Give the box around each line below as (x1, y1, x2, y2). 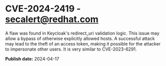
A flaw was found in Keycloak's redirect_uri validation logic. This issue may (5, 30, 160, 36)
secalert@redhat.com (5, 13, 98, 25)
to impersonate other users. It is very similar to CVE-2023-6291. (5, 46, 137, 52)
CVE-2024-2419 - (5, 3, 81, 14)
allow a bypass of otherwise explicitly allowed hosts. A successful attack (5, 35, 155, 41)
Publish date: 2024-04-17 (5, 55, 59, 61)
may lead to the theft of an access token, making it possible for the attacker (5, 40, 161, 46)
